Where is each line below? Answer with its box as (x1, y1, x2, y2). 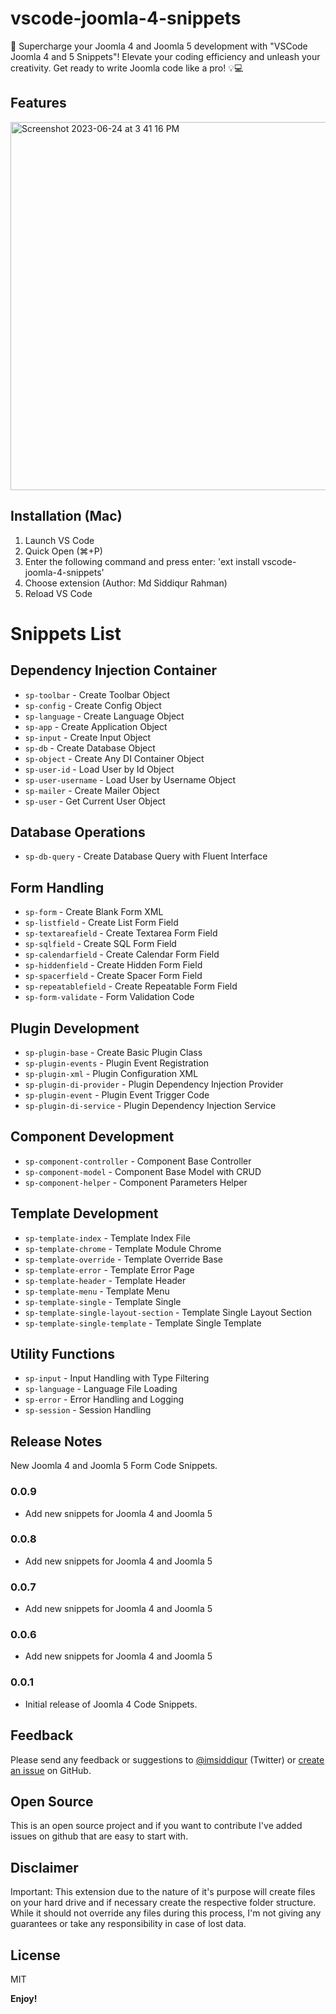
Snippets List (10, 622, 122, 645)
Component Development (10, 1128, 175, 1146)
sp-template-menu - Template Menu (24, 1285, 170, 1297)
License (10, 1947, 61, 1964)
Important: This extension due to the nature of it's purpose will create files (10, 1886, 316, 1898)
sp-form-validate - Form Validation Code (24, 991, 195, 1003)
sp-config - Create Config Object (24, 699, 162, 711)
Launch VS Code (24, 534, 95, 546)
